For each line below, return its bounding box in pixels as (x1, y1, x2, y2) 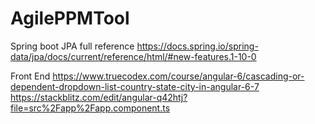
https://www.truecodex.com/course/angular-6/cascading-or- (52, 70, 305, 82)
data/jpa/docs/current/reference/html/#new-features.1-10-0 (10, 50, 257, 62)
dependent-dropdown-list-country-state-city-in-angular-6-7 (10, 80, 260, 92)
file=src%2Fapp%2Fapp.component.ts (10, 102, 171, 114)
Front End (10, 70, 51, 82)
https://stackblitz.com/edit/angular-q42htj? (10, 91, 188, 103)
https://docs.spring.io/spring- (136, 40, 259, 52)
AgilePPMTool (10, 7, 130, 30)
